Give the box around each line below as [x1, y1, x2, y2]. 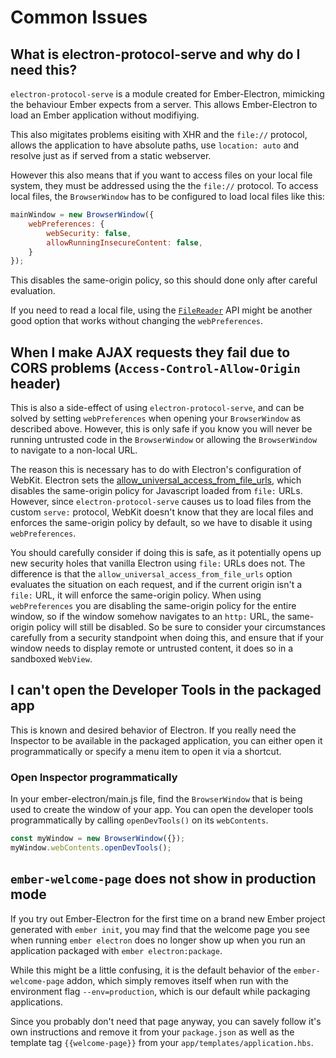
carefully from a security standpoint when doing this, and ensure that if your [10, 632, 325, 644]
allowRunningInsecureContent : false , [46, 237, 203, 248]
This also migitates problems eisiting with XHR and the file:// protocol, [10, 129, 308, 140]
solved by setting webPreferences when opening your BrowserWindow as [10, 412, 302, 425]
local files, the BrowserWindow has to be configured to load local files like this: [10, 191, 325, 202]
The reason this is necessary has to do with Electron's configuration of [10, 464, 302, 476]
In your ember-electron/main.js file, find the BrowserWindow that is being [10, 793, 303, 805]
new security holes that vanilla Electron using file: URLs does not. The [10, 557, 306, 570]
